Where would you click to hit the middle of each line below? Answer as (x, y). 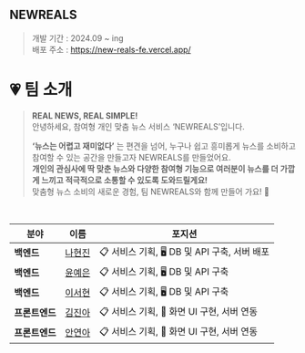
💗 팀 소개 (41, 89)
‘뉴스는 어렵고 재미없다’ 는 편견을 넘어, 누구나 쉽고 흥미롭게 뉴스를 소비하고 (163, 146)
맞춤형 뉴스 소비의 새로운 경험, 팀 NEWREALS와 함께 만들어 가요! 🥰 (151, 192)
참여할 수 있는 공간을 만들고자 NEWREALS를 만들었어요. (131, 157)
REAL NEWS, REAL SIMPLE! (85, 115)
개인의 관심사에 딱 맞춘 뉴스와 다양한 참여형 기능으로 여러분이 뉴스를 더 (155, 169)
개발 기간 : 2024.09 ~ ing (78, 38)
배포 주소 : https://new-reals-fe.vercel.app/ (111, 49)
